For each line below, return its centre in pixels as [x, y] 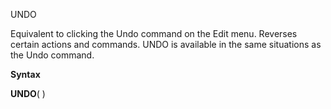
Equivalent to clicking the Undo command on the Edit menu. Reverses [154, 33]
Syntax [25, 74]
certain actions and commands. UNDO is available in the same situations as [166, 44]
